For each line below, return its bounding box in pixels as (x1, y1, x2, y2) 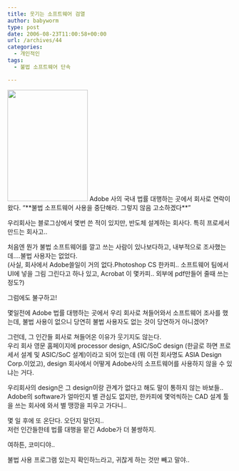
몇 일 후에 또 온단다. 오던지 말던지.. (7, 416, 105, 425)
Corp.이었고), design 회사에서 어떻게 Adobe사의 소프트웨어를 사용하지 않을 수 (7, 359, 225, 368)
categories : (7, 43, 43, 51)
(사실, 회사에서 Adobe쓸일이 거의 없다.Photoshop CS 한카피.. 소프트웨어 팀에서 (7, 260, 229, 269)
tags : (7, 57, 24, 64)
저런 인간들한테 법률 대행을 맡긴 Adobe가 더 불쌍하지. (7, 425, 156, 433)
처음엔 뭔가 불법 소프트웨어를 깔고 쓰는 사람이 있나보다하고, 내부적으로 (7, 242, 202, 251)
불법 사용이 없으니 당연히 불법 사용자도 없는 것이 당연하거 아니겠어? (22, 317, 208, 326)
